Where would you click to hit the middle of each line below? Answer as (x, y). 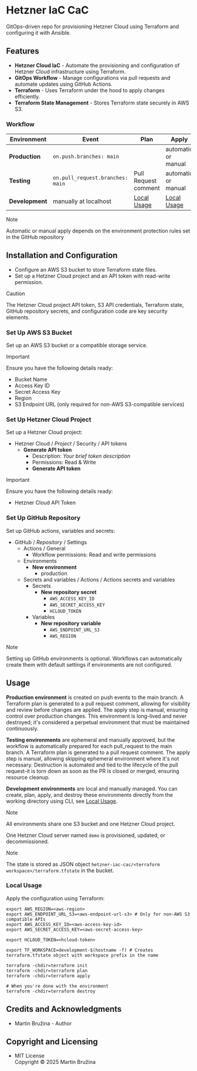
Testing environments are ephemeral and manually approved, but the (91, 739)
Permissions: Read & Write (64, 462)
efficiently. (27, 96)
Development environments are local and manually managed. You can (92, 788)
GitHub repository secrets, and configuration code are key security (87, 311)
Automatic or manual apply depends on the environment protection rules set (98, 231)
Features (23, 51)
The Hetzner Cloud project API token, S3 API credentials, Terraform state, (95, 305)
